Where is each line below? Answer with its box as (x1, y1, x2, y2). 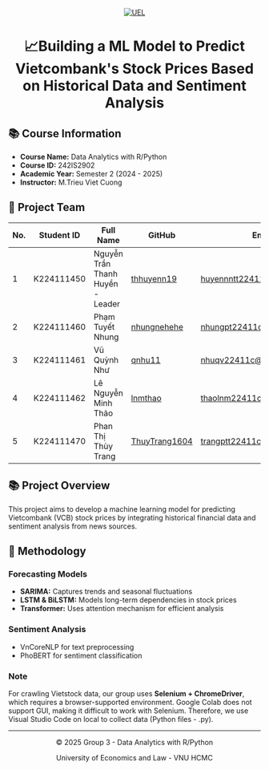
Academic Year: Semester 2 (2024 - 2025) (19, 169, 163, 178)
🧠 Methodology (8, 545, 86, 558)
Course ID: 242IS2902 (19, 160, 95, 170)
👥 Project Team (8, 201, 86, 214)
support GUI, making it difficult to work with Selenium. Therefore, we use (8, 706, 249, 715)
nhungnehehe (130, 321, 184, 332)
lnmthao (130, 392, 162, 403)
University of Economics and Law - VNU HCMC (55, 752, 214, 762)
